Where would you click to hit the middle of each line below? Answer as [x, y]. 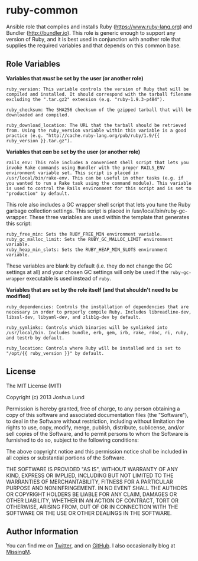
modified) [19, 296]
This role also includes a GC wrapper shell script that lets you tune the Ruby [98, 204]
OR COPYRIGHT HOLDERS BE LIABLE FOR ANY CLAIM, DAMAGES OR [92, 494]
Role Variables [33, 64]
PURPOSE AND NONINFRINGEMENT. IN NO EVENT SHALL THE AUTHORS [97, 488]
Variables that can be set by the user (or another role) [73, 152]
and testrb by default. [35, 338]
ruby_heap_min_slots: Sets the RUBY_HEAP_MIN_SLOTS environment [87, 249]
